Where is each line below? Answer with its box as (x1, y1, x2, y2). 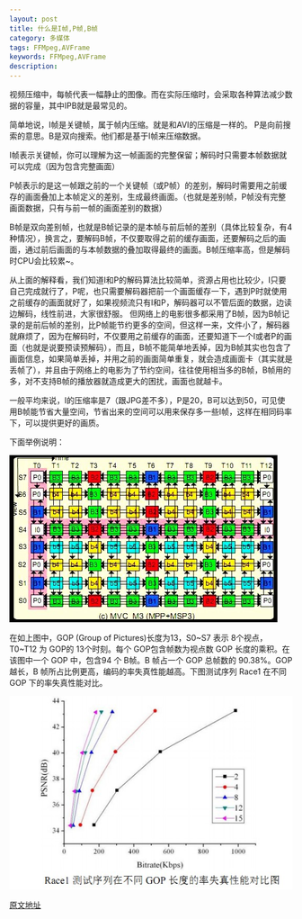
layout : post (9, 14, 58, 23)
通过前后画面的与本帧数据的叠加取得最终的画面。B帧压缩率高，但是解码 (24, 244, 290, 255)
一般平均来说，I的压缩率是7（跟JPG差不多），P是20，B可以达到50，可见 (9, 395, 278, 405)
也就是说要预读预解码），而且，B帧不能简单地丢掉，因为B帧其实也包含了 (24, 342, 292, 353)
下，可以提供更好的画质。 (9, 418, 104, 428)
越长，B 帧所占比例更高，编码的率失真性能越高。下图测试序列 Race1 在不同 (9, 666, 288, 677)
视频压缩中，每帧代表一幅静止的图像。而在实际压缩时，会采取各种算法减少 (9, 89, 285, 99)
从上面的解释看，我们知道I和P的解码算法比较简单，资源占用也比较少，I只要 (9, 275, 287, 285)
